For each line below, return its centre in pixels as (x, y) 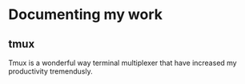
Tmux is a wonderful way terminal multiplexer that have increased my (123, 63)
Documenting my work (85, 15)
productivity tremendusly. (51, 71)
